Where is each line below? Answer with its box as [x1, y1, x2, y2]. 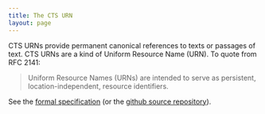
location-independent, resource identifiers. [27, 81, 169, 91]
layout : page [8, 19, 52, 27]
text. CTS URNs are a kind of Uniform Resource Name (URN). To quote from [8, 49, 257, 59]
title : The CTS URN [8, 11, 73, 20]
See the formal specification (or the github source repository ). [8, 97, 212, 106]
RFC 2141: [8, 57, 41, 67]
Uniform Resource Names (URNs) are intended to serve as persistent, [27, 73, 256, 82]
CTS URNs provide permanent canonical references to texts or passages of [8, 40, 256, 50]
